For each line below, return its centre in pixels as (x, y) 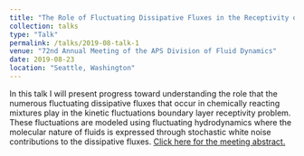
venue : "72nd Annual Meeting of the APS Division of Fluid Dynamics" (143, 51)
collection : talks (44, 26)
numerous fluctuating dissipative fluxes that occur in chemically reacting (145, 103)
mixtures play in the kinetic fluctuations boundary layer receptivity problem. (150, 113)
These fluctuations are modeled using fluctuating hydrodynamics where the (151, 122)
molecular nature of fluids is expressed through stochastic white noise (140, 132)
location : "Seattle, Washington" (72, 69)
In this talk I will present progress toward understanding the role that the (144, 93)
